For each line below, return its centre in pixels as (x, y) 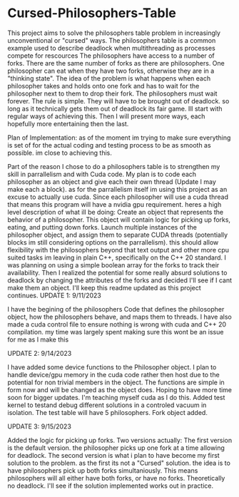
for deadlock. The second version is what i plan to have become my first (113, 455)
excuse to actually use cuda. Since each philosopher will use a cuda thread (118, 197)
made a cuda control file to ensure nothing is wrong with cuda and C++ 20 (117, 324)
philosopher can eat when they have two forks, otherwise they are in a (111, 71)
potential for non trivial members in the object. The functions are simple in (116, 382)
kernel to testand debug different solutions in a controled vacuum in (107, 405)
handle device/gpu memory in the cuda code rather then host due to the (113, 374)
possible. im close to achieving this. (60, 153)
